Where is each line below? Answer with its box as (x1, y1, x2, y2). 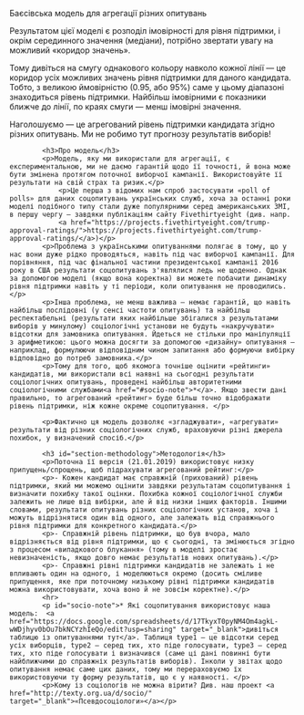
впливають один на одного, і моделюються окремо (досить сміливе (9, 569, 262, 578)
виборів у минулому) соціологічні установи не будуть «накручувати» (9, 322, 275, 331)
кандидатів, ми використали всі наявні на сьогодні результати (9, 369, 255, 378)
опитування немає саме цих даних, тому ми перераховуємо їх (9, 665, 243, 674)
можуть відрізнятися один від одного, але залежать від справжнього (9, 513, 275, 523)
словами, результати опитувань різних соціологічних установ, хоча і (9, 505, 279, 514)
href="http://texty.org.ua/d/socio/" (9, 689, 153, 698)
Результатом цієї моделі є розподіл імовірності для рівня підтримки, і (9, 26, 280, 36)
